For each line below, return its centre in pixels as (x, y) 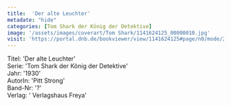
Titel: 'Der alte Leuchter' (41, 59)
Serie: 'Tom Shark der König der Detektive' (68, 66)
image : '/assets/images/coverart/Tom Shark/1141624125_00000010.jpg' (109, 33)
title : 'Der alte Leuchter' (49, 13)
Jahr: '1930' (24, 74)
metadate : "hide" (32, 20)
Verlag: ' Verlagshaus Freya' (47, 95)
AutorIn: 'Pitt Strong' (36, 81)
